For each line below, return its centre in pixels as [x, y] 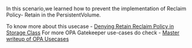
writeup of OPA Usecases [38, 39]
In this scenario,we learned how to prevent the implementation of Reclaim [96, 9]
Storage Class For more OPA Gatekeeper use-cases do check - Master [93, 33]
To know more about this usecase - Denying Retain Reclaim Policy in [90, 26]
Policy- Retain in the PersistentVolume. [53, 15]
